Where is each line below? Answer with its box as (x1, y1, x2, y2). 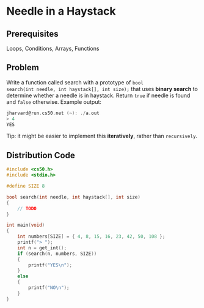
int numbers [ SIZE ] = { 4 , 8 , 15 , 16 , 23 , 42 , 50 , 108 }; (17, 233, 166, 240)
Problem (6, 62, 40, 73)
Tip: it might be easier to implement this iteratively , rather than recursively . (6, 133, 197, 140)
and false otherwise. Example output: (6, 98, 102, 105)
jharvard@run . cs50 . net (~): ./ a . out (6, 110, 100, 116)
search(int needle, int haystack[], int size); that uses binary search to (6, 85, 199, 92)
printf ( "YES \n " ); (28, 262, 72, 268)
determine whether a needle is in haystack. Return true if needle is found (6, 92, 191, 99)
